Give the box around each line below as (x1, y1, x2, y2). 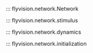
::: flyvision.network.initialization (6, 40, 87, 47)
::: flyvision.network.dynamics (6, 28, 81, 36)
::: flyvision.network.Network (6, 5, 79, 12)
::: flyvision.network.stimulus (6, 17, 78, 23)
